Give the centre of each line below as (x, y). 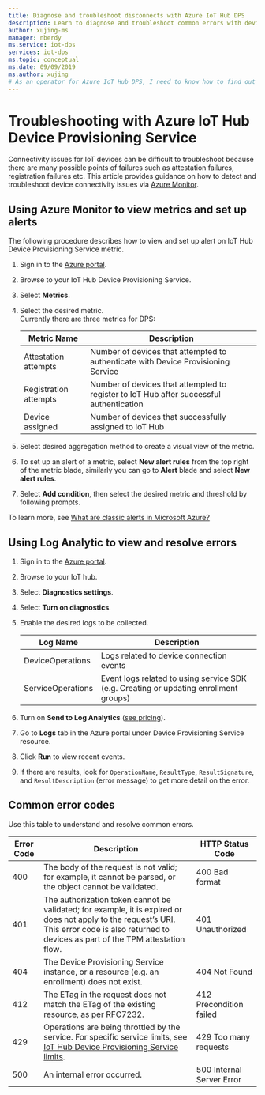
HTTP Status (224, 844)
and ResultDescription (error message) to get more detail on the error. (134, 780)
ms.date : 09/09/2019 (42, 67)
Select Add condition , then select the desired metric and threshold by (133, 494)
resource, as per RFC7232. (93, 1014)
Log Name (59, 643)
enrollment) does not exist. (93, 981)
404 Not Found (224, 972)
